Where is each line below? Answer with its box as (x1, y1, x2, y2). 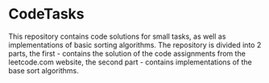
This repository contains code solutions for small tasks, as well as (8, 31, 226, 41)
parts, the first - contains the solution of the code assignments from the (8, 48, 246, 58)
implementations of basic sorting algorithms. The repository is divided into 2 (8, 39, 262, 49)
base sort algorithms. (8, 65, 79, 75)
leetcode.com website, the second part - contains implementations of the (8, 57, 252, 67)
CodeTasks (8, 5, 85, 23)
